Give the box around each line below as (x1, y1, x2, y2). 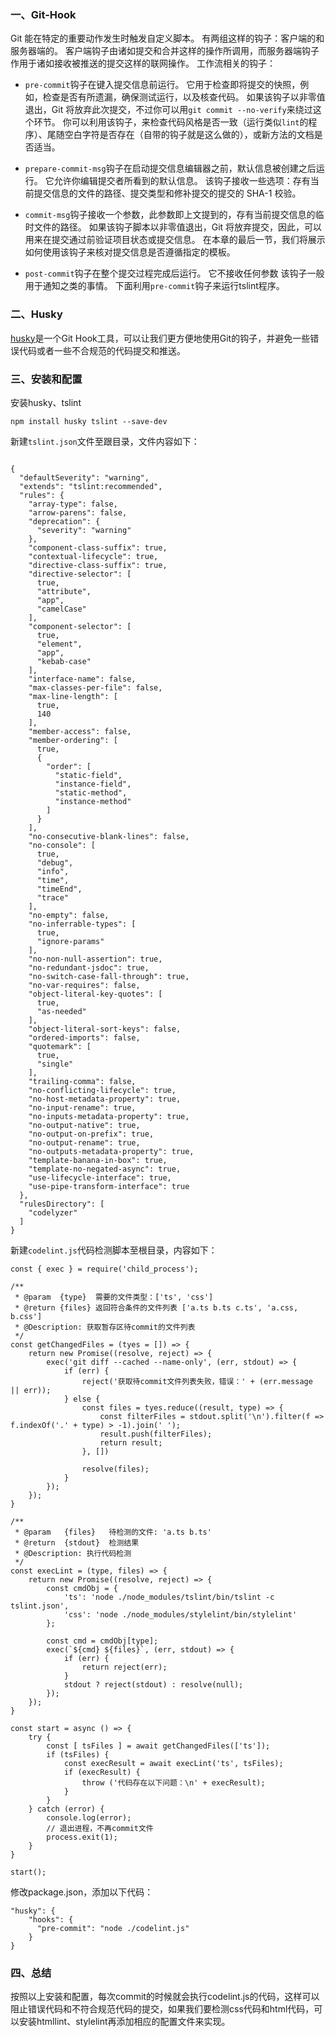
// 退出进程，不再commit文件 (46, 1823, 154, 1833)
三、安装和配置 (10, 372, 83, 386)
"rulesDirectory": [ (19, 1199, 105, 1209)
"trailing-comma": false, (28, 1076, 137, 1086)
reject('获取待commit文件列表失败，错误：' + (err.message (81, 1376, 313, 1386)
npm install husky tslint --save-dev (10, 416, 168, 426)
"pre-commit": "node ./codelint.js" (36, 1923, 190, 1933)
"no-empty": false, (28, 910, 110, 920)
